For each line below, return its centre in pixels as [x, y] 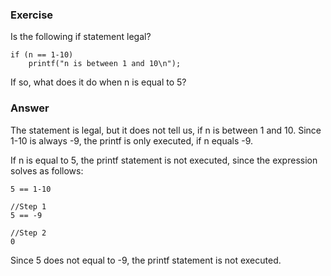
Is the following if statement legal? [81, 37]
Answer [30, 108]
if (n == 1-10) [42, 55]
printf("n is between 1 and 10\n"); [105, 64]
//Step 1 [28, 206]
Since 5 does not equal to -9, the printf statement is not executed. [146, 260]
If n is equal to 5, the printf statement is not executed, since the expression [164, 160]
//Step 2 [28, 233]
